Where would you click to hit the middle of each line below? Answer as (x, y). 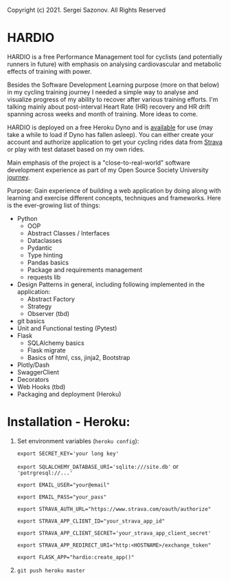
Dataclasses (45, 240)
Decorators (33, 379)
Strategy (39, 306)
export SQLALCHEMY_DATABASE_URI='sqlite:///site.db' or (98, 466)
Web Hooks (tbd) (41, 387)
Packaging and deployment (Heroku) (69, 394)
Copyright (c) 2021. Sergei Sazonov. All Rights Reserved (87, 10)
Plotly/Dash (33, 365)
